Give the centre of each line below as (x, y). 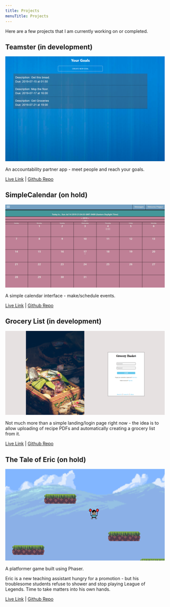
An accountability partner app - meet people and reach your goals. (75, 169)
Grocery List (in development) (53, 321)
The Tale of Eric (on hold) (46, 459)
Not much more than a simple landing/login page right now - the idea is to (82, 423)
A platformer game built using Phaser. (45, 569)
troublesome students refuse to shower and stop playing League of (75, 584)
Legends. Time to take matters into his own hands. (58, 589)
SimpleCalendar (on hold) (46, 195)
